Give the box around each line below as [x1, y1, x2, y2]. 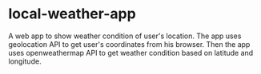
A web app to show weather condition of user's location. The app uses [8, 31, 242, 41]
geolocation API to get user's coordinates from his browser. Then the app [8, 39, 251, 49]
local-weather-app [8, 5, 136, 23]
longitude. [8, 56, 42, 66]
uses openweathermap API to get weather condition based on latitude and [8, 48, 254, 57]
